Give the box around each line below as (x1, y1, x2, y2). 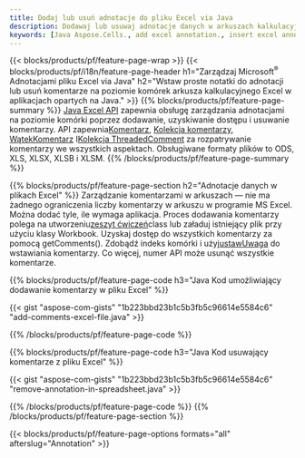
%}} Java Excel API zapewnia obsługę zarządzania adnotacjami (46, 105, 285, 116)
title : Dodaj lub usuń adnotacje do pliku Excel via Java (9, 13, 233, 23)
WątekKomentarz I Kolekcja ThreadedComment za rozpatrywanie (9, 133, 251, 145)
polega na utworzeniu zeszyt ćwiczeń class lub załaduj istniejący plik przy (9, 219, 282, 229)
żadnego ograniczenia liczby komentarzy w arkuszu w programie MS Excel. (9, 200, 293, 210)
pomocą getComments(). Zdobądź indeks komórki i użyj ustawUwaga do (9, 238, 280, 249)
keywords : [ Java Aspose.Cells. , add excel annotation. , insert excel (9, 30, 279, 39)
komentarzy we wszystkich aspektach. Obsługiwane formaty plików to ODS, (9, 143, 295, 154)
